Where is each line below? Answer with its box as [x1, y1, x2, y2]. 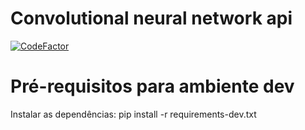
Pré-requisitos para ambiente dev [10, 75, 295, 98]
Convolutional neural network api [10, 7, 293, 30]
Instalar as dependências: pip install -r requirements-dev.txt [10, 108, 257, 120]
